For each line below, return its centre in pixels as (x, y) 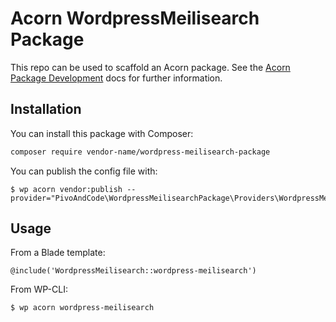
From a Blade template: (58, 253)
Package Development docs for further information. (116, 78)
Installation (46, 109)
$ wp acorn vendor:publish (66, 189)
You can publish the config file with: (84, 171)
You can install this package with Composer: (102, 133)
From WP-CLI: (39, 289)
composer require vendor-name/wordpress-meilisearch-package (140, 152)
